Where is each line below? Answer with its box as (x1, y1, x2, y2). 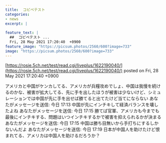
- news (5, 16, 19, 21)
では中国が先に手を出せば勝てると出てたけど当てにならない (26, 95, 149, 101)
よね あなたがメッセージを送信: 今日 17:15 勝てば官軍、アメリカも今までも (9, 107, 160, 114)
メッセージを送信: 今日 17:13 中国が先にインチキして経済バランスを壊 (13, 101, 155, 107)
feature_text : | (5, 30, 39, 35)
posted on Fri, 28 (123, 67, 159, 73)
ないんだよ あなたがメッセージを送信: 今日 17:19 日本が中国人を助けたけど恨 (5, 126, 160, 132)
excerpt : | (5, 21, 28, 26)
